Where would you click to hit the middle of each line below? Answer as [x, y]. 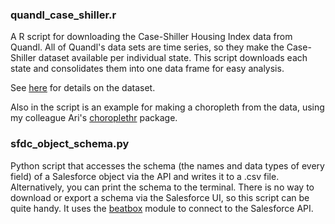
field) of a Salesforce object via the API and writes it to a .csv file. [145, 176]
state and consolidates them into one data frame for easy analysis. [147, 69]
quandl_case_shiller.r [63, 15]
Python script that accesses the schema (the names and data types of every [167, 165]
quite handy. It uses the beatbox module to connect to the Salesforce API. [162, 208]
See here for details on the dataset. [83, 88]
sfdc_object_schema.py [70, 144]
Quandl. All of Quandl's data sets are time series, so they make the [147, 47]
